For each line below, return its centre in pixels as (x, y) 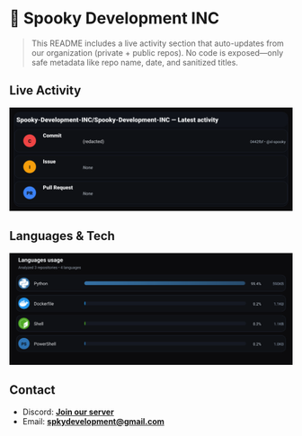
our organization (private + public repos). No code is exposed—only (157, 52)
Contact (32, 390)
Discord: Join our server (68, 412)
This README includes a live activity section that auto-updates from (158, 43)
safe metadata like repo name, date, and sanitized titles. (134, 62)
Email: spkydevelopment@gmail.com (93, 421)
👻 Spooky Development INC (115, 18)
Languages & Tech (62, 236)
